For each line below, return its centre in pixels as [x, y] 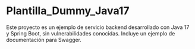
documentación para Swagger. [44, 40]
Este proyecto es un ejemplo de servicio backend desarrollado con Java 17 [98, 27]
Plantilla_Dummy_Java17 [68, 11]
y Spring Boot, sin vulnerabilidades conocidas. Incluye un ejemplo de [91, 33]
